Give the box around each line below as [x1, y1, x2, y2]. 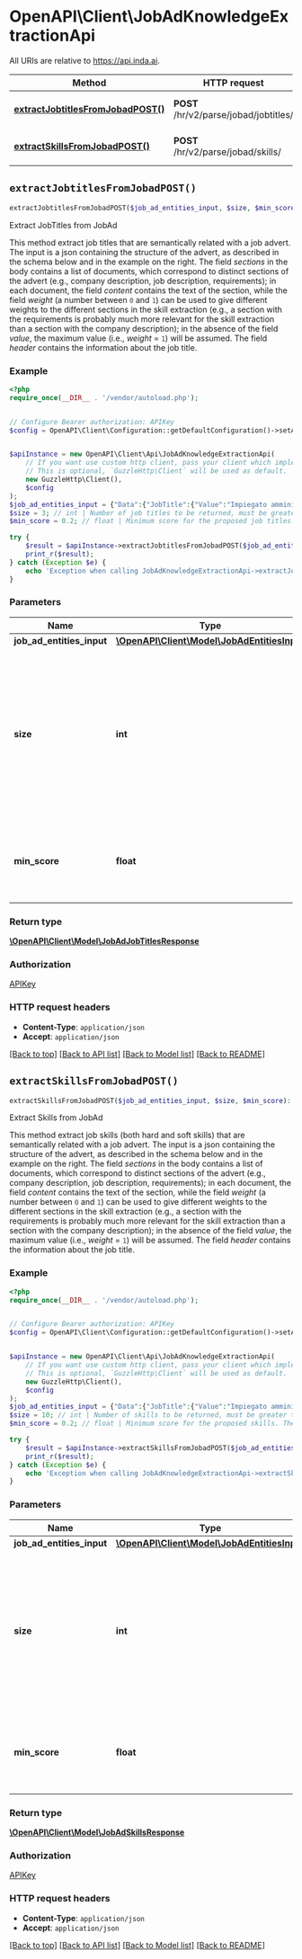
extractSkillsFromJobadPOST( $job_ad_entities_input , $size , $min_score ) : [9, 1096, 292, 1105]
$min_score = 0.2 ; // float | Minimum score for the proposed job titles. [9, 517, 296, 526]
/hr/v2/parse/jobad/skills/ [173, 146, 281, 158]
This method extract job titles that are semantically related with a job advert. [9, 236, 291, 248]
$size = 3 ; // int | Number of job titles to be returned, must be [9, 508, 268, 518]
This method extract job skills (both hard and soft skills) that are [9, 1130, 245, 1141]
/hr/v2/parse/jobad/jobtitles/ [173, 108, 294, 120]
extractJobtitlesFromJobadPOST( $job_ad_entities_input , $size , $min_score [9, 203, 296, 212]
